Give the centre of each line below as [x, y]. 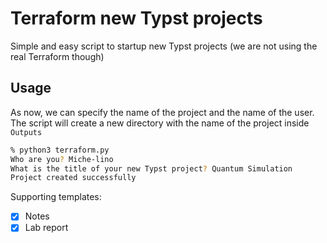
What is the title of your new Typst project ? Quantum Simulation [151, 168]
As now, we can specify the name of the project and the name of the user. [162, 112]
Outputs [26, 132]
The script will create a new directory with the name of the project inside [160, 123]
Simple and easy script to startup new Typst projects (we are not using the [164, 46]
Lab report [46, 228]
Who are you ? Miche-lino [62, 159]
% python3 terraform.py [60, 150]
